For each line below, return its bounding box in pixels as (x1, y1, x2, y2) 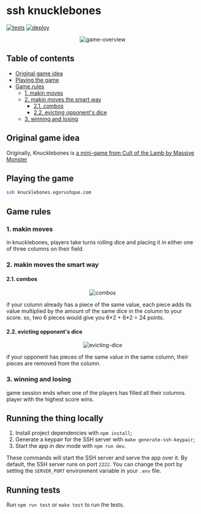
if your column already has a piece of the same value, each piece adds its (6, 301, 192, 309)
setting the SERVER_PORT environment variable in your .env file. (6, 467, 162, 474)
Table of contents (6, 53, 75, 64)
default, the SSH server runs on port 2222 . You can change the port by (6, 461, 183, 468)
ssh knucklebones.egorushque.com (6, 189, 92, 196)
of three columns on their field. (6, 245, 84, 252)
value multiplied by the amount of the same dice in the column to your (6, 307, 182, 315)
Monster (6, 155, 27, 163)
